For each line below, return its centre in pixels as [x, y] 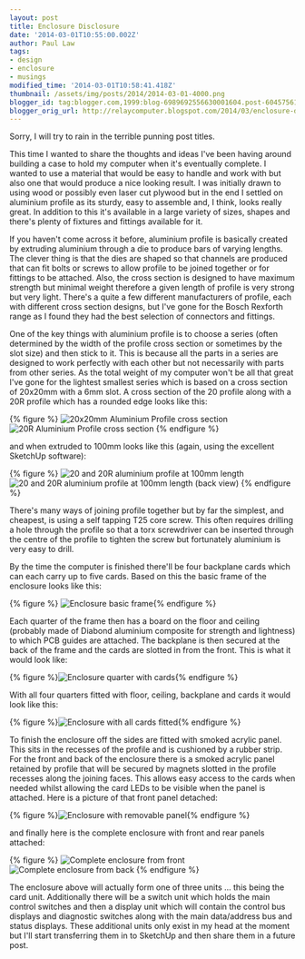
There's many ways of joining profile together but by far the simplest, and [147, 510]
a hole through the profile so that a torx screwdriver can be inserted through [152, 530]
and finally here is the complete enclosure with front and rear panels [137, 833]
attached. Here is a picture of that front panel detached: [113, 798]
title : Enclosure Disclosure [64, 26]
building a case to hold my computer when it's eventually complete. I [138, 163]
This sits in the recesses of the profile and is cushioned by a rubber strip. [146, 749]
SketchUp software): [48, 456]
